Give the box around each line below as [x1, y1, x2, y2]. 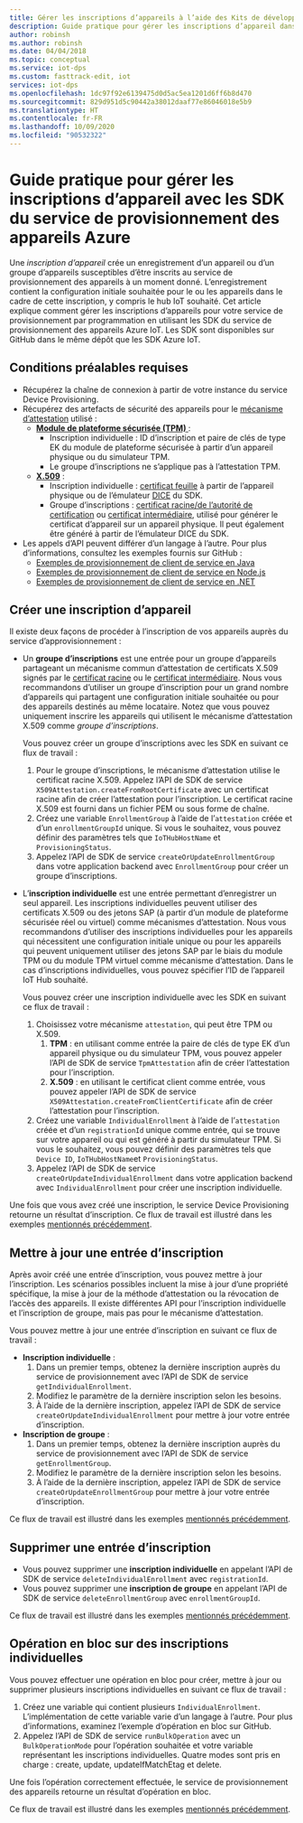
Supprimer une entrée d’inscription [9, 1539, 212, 1555]
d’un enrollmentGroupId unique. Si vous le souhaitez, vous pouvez [35, 823, 281, 834]
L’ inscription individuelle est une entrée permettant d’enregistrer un [22, 888, 277, 899]
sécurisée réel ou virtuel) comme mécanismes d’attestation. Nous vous [22, 917, 287, 928]
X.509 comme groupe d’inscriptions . [22, 720, 160, 732]
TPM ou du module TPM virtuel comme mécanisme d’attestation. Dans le [22, 955, 294, 967]
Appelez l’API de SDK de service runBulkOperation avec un [22, 1730, 241, 1741]
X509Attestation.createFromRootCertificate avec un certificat [35, 784, 269, 795]
